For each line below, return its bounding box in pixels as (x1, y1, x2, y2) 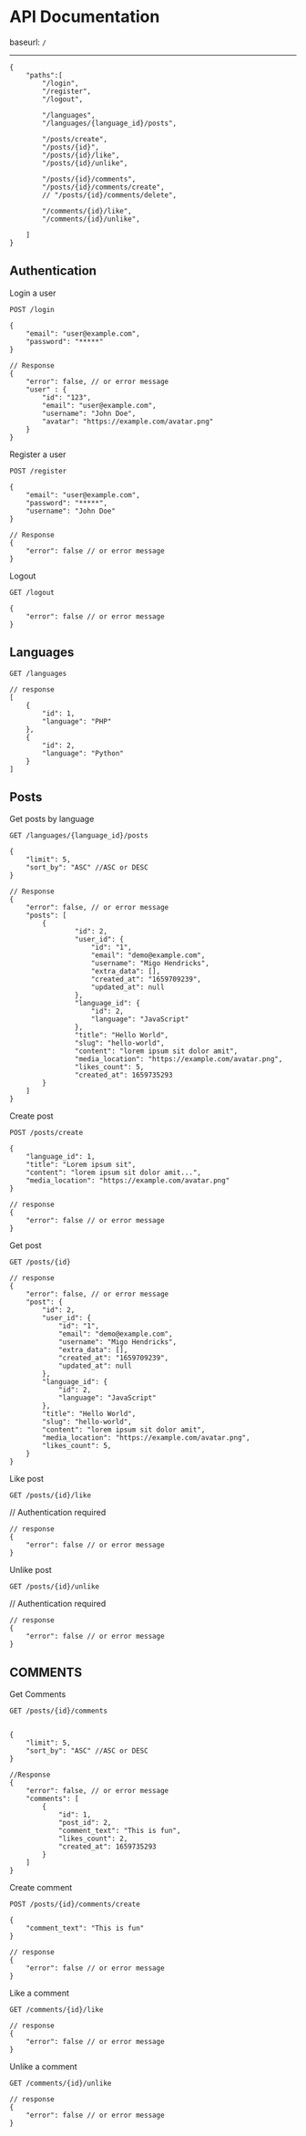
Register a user (9, 449, 66, 460)
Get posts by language (9, 814, 95, 825)
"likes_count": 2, (57, 1834, 128, 1844)
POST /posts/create (9, 1129, 84, 1138)
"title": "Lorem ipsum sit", (25, 1161, 137, 1170)
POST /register (9, 466, 67, 475)
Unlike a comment (9, 2061, 77, 2072)
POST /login (9, 305, 55, 314)
